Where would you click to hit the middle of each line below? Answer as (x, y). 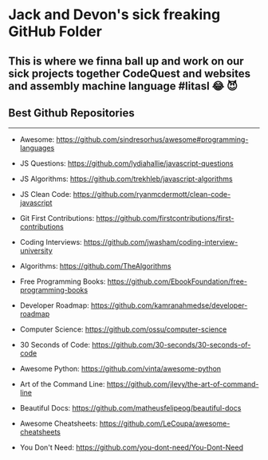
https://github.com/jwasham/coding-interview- (161, 242)
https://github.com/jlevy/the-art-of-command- (183, 384)
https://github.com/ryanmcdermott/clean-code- (152, 195)
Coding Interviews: (51, 242)
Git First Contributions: (57, 218)
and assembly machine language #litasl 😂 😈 (123, 86)
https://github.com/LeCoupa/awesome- (165, 423)
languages (37, 148)
